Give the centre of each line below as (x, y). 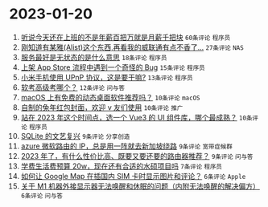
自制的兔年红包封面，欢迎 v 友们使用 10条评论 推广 (102, 107)
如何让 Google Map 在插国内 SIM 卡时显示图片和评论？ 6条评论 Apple (133, 176)
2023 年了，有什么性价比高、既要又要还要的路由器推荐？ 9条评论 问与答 (137, 156)
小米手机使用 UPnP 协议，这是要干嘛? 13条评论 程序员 (107, 77)
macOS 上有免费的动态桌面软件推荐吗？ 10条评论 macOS (110, 97)
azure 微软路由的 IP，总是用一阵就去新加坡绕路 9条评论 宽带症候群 (126, 146)
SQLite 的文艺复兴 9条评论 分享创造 (75, 136)
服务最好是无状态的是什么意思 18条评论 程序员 (94, 57)
